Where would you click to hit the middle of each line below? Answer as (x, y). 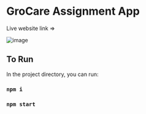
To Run (20, 59)
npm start (21, 104)
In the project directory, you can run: (52, 74)
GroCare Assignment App (73, 11)
